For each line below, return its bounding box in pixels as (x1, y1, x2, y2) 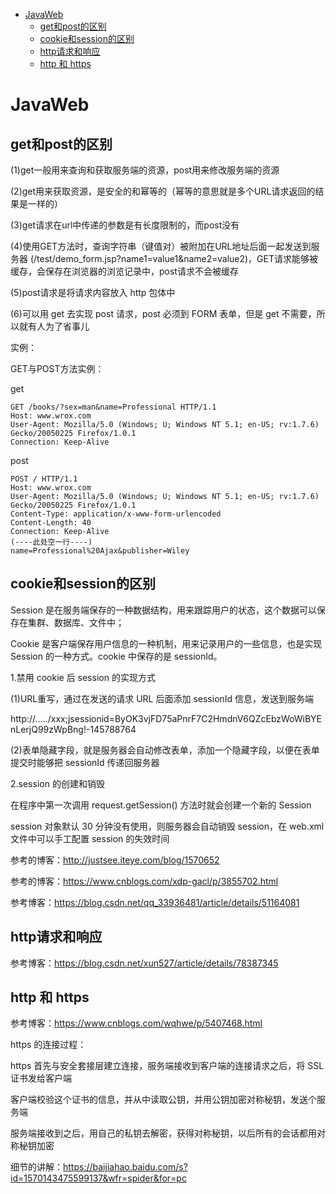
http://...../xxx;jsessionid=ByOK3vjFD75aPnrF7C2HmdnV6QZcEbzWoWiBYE (10, 712, 323, 724)
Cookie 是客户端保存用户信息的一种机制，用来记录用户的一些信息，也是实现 (10, 637, 323, 649)
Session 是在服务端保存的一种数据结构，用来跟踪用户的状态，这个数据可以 (10, 604, 317, 616)
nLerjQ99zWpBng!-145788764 (10, 723, 137, 735)
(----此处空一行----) (10, 537, 93, 547)
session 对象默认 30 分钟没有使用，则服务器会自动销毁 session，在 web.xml (10, 820, 325, 832)
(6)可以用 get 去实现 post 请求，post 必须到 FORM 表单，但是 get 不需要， (10, 308, 317, 319)
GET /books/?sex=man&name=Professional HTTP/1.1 (10, 402, 217, 412)
